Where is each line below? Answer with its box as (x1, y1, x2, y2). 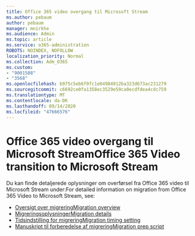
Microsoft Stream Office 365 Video (6, 147, 181, 161)
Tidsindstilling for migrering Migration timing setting (14, 216, 141, 224)
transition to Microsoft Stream (6, 160, 158, 173)
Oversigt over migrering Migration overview (14, 204, 120, 211)
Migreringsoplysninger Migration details (14, 210, 112, 217)
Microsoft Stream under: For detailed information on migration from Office (6, 186, 187, 193)
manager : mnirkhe (6, 25, 49, 32)
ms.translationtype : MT (6, 92, 66, 98)
